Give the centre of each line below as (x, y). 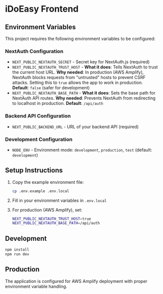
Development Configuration (39, 139)
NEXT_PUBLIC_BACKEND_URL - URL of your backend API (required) (75, 127)
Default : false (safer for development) (51, 88)
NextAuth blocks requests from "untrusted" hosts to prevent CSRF (79, 78)
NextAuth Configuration (34, 51)
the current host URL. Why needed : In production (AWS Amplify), (78, 72)
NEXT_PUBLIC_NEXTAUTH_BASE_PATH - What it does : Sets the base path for (84, 93)
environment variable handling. (36, 286)
